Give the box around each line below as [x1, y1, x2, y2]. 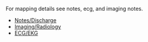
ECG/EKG [14, 29, 39, 37]
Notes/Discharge [14, 17, 57, 23]
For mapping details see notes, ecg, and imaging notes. [5, 5, 143, 12]
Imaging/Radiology [14, 23, 61, 30]
